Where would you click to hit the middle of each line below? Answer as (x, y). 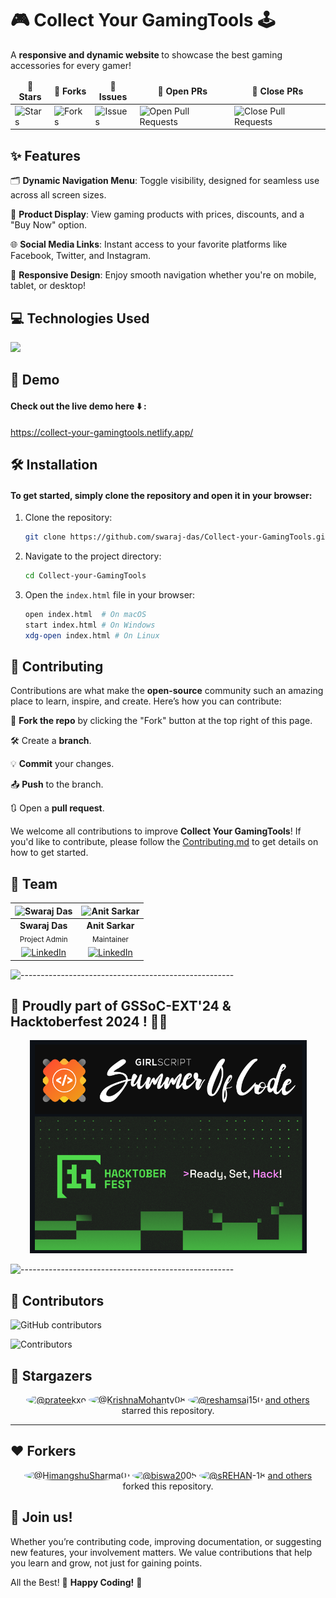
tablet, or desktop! (48, 286)
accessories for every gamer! (71, 65)
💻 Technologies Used (80, 318)
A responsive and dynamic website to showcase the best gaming (146, 54)
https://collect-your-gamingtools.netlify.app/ (102, 432)
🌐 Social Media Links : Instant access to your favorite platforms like (149, 244)
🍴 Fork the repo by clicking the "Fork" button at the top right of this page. (161, 721)
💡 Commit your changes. (62, 764)
